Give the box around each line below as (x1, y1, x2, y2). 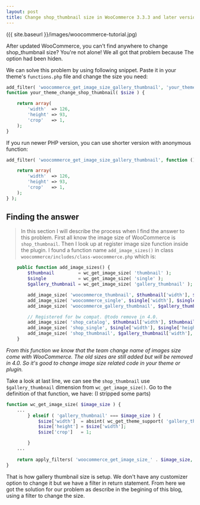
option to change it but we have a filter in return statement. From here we (6, 479, 186, 487)
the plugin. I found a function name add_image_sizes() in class (20, 247, 174, 254)
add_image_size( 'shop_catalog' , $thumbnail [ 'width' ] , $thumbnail (27, 320, 196, 326)
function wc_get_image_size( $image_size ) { (6, 401, 121, 407)
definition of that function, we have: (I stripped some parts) (6, 390, 151, 397)
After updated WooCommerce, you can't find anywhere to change (6, 42, 168, 49)
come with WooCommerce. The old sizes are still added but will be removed (6, 353, 193, 360)
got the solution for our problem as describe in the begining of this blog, (6, 485, 183, 492)
